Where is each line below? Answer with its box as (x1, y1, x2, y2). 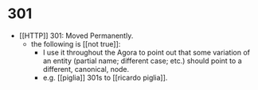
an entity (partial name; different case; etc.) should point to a (42, 56, 242, 66)
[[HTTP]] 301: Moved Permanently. (18, 31, 134, 40)
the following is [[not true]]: (30, 39, 121, 48)
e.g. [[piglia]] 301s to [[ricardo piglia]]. (42, 73, 168, 82)
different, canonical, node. (42, 64, 130, 73)
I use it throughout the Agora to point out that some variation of (42, 47, 251, 57)
